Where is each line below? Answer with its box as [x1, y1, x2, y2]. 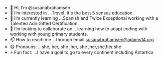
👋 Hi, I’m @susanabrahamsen [9, 5, 71, 10]
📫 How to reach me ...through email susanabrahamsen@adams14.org [9, 37, 154, 42]
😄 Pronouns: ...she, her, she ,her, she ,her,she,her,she [9, 44, 121, 50]
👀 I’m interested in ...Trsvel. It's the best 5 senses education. [9, 10, 134, 16]
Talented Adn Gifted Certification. [9, 20, 79, 26]
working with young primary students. [9, 31, 88, 37]
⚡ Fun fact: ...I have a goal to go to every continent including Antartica [9, 50, 154, 55]
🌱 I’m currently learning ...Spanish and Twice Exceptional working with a [9, 15, 159, 21]
